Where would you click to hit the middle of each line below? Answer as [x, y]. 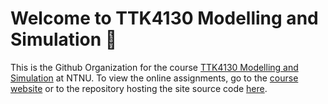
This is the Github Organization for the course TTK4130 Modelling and [154, 67]
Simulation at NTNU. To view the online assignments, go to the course [154, 78]
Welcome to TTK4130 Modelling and [164, 18]
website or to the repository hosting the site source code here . [139, 88]
